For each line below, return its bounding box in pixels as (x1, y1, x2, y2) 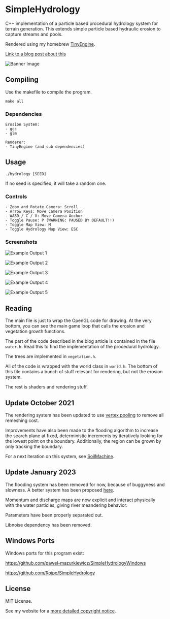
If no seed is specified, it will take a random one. (5, 180, 107, 186)
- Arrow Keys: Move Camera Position (5, 209, 83, 214)
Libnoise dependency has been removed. (5, 522, 92, 528)
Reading (5, 304, 32, 313)
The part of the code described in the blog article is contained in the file (5, 338, 156, 344)
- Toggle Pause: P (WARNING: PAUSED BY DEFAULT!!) (5, 218, 115, 223)
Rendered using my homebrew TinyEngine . (5, 41, 95, 47)
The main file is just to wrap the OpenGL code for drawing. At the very (5, 317, 152, 323)
